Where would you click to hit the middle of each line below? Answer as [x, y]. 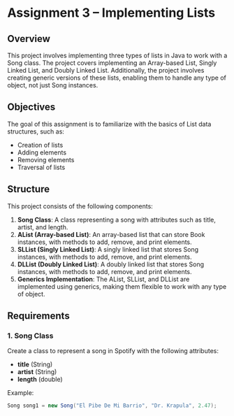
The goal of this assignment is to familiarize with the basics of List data [109, 124]
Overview [29, 39]
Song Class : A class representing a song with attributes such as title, [117, 220]
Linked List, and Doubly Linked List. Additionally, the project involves [106, 70]
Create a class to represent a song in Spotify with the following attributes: [113, 351]
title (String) [35, 364]
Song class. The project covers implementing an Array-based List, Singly [112, 63]
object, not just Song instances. [53, 85]
